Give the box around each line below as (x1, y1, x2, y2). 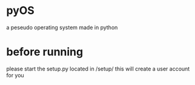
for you (6, 71, 24, 79)
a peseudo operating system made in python (6, 24, 118, 31)
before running (6, 45, 84, 59)
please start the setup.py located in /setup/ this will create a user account (6, 65, 190, 72)
